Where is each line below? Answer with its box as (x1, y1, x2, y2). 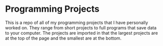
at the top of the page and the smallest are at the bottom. (5, 35, 122, 41)
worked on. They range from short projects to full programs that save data (5, 24, 157, 30)
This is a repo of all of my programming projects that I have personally (5, 20, 149, 25)
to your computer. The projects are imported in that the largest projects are (5, 30, 158, 36)
